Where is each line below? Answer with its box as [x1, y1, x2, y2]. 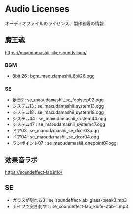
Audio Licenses [5, 3, 70, 15]
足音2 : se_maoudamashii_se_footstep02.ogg [12, 97, 104, 103]
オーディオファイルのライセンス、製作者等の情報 [5, 20, 104, 26]
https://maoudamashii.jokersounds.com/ [5, 49, 87, 55]
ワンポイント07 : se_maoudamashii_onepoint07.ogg [12, 140, 117, 146]
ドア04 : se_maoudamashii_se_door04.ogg [12, 134, 99, 140]
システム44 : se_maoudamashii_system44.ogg [12, 116, 106, 122]
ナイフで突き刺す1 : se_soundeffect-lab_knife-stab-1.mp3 [12, 203, 129, 209]
